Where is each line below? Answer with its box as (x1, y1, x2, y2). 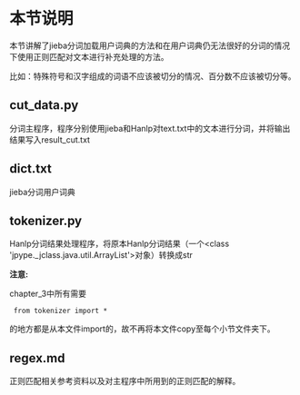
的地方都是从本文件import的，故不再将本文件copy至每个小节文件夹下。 (9, 323, 275, 334)
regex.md (9, 351, 65, 366)
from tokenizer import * (13, 306, 107, 316)
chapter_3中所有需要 (9, 288, 86, 300)
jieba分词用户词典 (9, 186, 75, 197)
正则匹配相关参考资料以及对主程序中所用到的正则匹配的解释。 (9, 376, 241, 387)
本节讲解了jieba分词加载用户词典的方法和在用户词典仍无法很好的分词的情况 (9, 40, 291, 51)
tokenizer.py (9, 212, 83, 228)
